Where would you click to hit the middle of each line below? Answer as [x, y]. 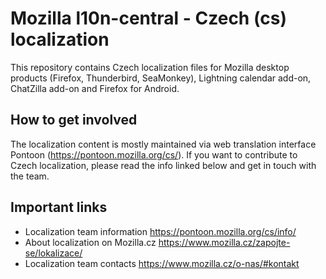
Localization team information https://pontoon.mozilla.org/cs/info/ [160, 231]
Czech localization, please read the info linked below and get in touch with [163, 165]
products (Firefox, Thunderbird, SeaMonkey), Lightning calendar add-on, [161, 78]
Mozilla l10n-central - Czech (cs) [149, 18]
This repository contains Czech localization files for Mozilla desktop [150, 67]
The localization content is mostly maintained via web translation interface [163, 144]
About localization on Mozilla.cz [90, 242]
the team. [30, 176]
